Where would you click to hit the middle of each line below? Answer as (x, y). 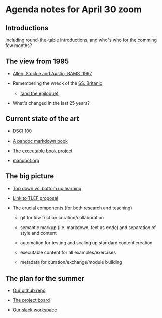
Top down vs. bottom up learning (47, 189)
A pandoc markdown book (40, 141)
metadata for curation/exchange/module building (71, 262)
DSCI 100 (22, 131)
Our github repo (29, 290)
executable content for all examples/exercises (68, 253)
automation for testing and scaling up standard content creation (86, 243)
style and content (38, 233)
